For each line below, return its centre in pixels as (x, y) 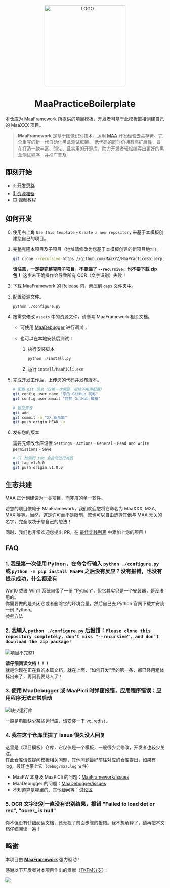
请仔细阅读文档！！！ (27, 663)
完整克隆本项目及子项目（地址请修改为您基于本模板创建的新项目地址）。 (87, 249)
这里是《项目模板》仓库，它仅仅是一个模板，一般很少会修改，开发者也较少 (83, 747)
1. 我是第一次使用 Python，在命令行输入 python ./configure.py (82, 564)
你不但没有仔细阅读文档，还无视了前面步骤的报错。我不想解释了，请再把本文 (85, 822)
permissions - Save (32, 449)
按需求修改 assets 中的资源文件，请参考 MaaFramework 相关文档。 (82, 317)
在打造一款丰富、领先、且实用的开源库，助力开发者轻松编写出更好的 (89, 148)
